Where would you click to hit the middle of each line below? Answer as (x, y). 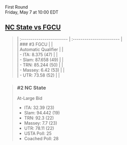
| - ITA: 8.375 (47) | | (37, 54)
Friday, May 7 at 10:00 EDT (32, 12)
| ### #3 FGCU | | (35, 44)
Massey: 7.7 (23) (40, 123)
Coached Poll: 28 (41, 139)
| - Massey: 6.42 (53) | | (40, 70)
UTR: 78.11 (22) (39, 129)
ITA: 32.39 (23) (39, 108)
